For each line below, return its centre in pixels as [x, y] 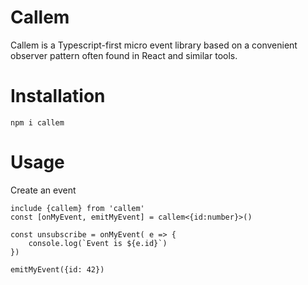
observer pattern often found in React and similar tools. [124, 55]
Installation [58, 96]
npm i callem [37, 122]
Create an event [43, 190]
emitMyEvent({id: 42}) [57, 269]
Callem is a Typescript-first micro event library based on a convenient [154, 45]
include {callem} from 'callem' [77, 208]
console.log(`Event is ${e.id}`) [98, 243]
